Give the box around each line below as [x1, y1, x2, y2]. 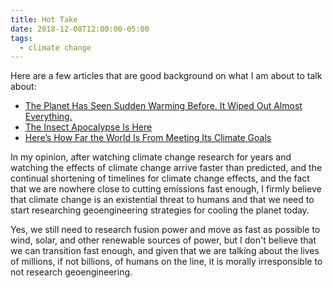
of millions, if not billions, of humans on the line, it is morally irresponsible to [10, 256, 323, 268]
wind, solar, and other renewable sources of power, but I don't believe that [10, 234, 317, 246]
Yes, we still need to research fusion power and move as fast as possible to [10, 224, 321, 236]
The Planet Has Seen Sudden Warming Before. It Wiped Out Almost [24, 100, 303, 112]
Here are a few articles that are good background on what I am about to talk [10, 70, 323, 82]
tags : [10, 33, 33, 43]
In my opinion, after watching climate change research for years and [10, 151, 292, 163]
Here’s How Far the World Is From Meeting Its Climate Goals [24, 132, 272, 144]
